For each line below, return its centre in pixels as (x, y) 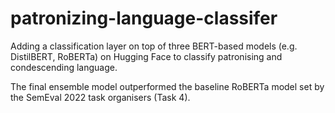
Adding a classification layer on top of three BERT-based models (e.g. (154, 46)
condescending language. (64, 67)
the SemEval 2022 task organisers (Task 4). (100, 97)
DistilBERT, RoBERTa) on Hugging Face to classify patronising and (146, 56)
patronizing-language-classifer (144, 18)
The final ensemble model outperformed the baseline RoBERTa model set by (167, 86)
